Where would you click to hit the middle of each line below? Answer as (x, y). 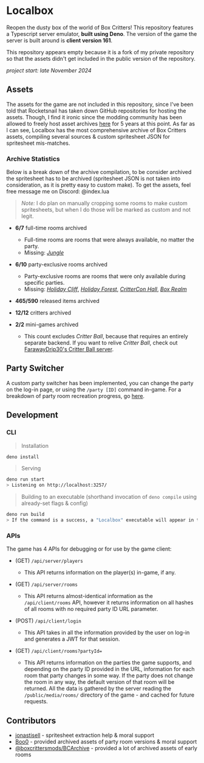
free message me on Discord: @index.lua (58, 192)
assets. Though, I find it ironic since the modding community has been (94, 117)
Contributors (31, 721)
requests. (36, 702)
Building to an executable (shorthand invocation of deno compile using (109, 497)
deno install (23, 457)
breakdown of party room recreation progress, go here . (75, 395)
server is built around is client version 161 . (59, 40)
